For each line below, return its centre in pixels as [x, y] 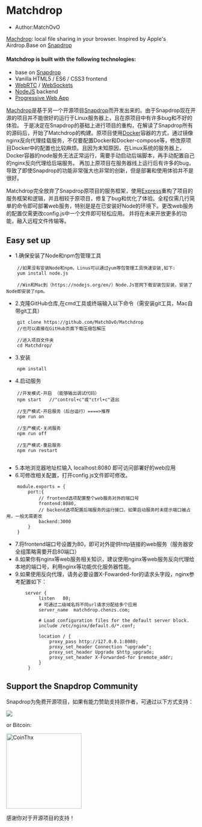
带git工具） [29, 311]
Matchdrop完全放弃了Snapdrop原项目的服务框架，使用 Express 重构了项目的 [100, 191]
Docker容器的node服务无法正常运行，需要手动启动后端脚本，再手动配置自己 [100, 156]
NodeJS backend [36, 91]
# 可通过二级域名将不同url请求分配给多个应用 [87, 605]
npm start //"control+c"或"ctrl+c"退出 [68, 400]
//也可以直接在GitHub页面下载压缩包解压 [62, 329]
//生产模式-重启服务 [39, 445]
